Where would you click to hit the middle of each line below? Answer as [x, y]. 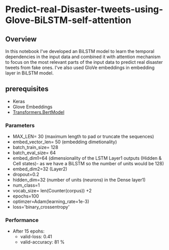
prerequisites [27, 89]
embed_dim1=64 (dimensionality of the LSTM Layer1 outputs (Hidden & [87, 158]
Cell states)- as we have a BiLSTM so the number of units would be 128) [88, 164]
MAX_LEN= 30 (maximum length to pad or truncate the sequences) [83, 137]
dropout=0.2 [26, 174]
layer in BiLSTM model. [30, 73]
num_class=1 [26, 185]
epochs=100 [26, 196]
